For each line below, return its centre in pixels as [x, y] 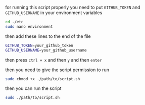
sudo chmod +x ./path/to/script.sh [43, 79]
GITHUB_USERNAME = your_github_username [46, 50]
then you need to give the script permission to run [57, 70]
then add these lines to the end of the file [48, 36]
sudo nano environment [29, 27]
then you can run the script [33, 88]
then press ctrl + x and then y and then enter [54, 60]
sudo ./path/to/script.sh [32, 98]
